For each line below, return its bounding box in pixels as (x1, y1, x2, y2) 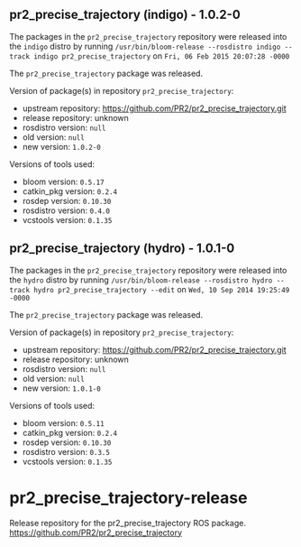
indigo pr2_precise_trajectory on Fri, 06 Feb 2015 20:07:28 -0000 (32, 50, 290, 61)
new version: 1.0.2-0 (22, 141, 101, 152)
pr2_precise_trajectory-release (9, 487, 248, 508)
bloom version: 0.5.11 (22, 417, 105, 428)
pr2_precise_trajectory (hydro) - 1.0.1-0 (9, 241, 235, 256)
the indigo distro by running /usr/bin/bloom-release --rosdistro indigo (9, 41, 281, 51)
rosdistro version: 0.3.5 (22, 446, 111, 457)
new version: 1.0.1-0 (22, 383, 101, 394)
